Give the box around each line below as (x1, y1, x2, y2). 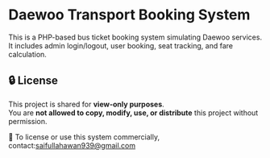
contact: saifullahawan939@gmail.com (8, 140, 135, 150)
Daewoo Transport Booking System (8, 6, 251, 24)
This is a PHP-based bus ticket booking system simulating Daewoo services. (8, 32, 263, 42)
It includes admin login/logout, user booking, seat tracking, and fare (8, 40, 234, 50)
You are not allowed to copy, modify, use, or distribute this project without (8, 107, 259, 118)
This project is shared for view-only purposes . (8, 99, 165, 109)
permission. (8, 116, 48, 126)
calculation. (8, 49, 47, 59)
